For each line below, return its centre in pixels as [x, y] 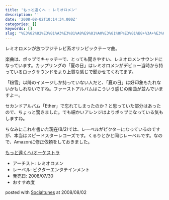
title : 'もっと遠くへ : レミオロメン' [41, 10]
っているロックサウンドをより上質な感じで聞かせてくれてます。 [71, 72]
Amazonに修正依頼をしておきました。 [53, 142]
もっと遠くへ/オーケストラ [33, 153]
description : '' [22, 15]
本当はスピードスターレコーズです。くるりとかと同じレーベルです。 [84, 135]
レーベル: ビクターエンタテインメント [51, 169]
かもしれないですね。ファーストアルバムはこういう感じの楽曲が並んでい [84, 89]
